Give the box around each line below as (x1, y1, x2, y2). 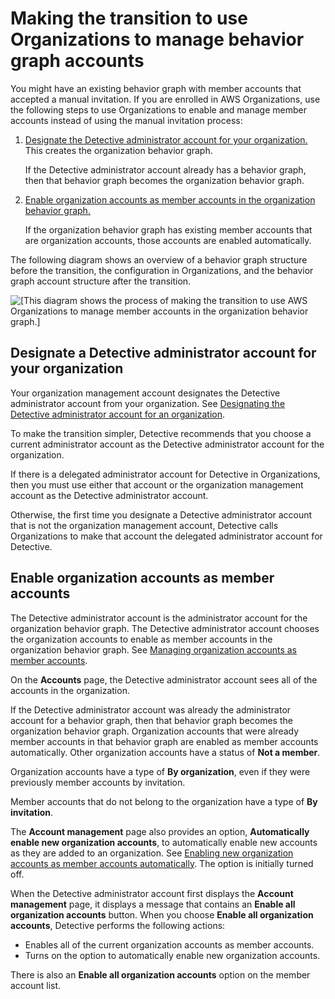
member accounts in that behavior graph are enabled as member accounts (10, 735, 319, 747)
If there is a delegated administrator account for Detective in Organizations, (10, 468, 321, 480)
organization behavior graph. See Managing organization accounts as (10, 643, 297, 656)
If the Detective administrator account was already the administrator (10, 703, 292, 716)
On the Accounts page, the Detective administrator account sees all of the (10, 673, 318, 686)
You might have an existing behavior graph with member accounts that (10, 82, 302, 94)
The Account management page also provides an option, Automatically (10, 825, 310, 837)
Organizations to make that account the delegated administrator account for (10, 530, 323, 542)
